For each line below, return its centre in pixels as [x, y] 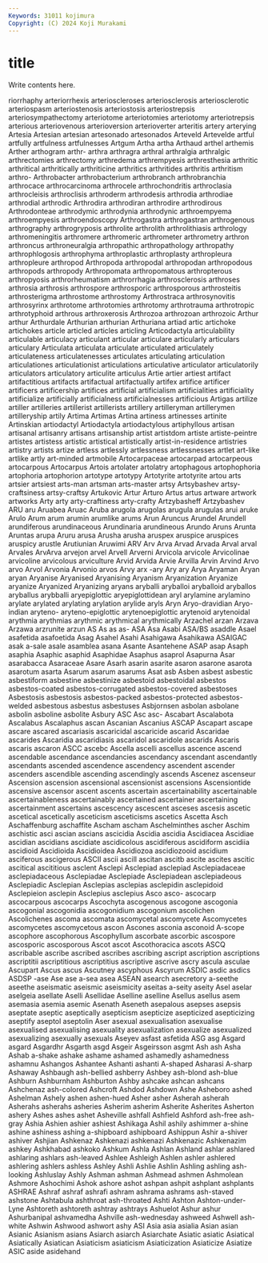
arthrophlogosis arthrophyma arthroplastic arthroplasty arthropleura [120, 254]
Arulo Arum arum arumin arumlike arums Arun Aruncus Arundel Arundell [127, 518]
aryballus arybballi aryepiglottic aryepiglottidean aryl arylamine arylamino [129, 595]
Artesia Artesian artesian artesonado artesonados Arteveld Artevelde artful [131, 135]
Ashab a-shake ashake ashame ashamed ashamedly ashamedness [119, 1055]
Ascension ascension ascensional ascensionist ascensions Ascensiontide [130, 782]
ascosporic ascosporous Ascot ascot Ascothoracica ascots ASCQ [117, 944]
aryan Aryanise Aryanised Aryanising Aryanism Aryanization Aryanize [123, 578]
